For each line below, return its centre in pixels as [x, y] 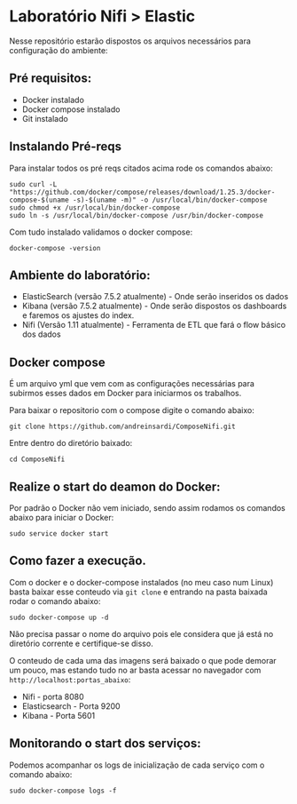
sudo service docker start [59, 534]
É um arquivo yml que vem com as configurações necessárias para [132, 384]
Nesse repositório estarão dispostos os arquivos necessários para [130, 41]
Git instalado [45, 118]
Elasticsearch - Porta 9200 [71, 706]
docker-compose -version [55, 248]
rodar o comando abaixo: [55, 601]
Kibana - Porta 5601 [59, 715]
